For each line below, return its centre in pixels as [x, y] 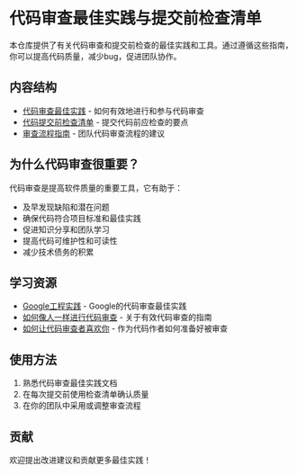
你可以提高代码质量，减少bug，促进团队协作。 [95, 56]
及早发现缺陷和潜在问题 [66, 207]
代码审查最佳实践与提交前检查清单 [136, 18]
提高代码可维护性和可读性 [70, 240]
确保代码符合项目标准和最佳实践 [81, 218]
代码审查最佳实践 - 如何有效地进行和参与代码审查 [113, 111]
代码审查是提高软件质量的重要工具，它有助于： [96, 188]
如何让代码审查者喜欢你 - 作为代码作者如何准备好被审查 [125, 328]
